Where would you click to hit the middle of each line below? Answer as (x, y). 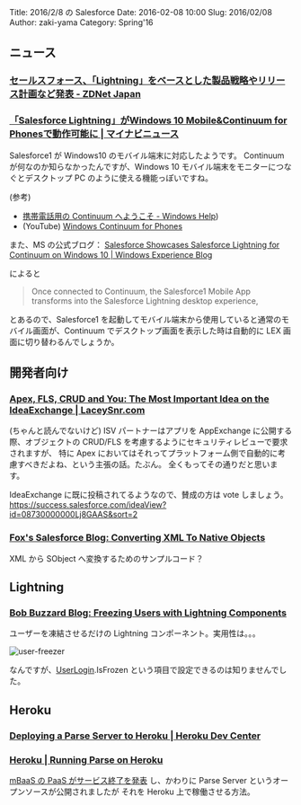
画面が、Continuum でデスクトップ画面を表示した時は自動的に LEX (157, 331)
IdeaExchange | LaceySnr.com (77, 410)
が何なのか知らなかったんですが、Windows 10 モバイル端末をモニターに (143, 166)
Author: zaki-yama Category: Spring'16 (82, 22)
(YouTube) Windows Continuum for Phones (102, 226)
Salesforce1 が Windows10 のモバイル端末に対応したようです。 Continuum (147, 155)
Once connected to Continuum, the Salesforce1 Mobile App (141, 291)
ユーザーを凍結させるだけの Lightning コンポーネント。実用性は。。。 (135, 633)
